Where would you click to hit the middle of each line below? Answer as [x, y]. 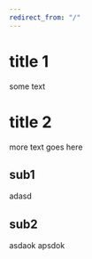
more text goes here [46, 147]
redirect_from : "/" [45, 17]
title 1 [29, 61]
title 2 [31, 122]
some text [27, 86]
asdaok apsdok [37, 246]
